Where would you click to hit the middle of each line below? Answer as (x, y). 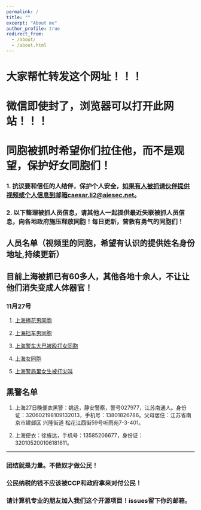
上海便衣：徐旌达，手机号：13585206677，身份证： (79, 436)
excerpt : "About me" (32, 23)
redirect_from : (25, 34)
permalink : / (22, 12)
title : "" (19, 17)
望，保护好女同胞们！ (59, 166)
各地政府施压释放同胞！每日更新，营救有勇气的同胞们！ (104, 222)
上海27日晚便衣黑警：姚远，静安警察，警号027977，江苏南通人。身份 (100, 408)
